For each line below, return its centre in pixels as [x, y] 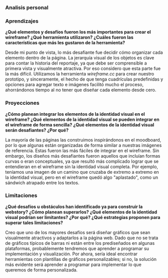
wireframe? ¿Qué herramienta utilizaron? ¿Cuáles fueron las [69, 37]
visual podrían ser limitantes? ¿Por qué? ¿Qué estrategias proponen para [83, 217]
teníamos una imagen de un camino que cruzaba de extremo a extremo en [82, 172]
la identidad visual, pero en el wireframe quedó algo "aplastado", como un [82, 177]
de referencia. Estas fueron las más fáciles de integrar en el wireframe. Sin [82, 151]
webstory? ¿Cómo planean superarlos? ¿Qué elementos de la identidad [81, 212]
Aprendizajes [22, 21]
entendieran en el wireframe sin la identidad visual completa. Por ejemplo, [82, 166]
